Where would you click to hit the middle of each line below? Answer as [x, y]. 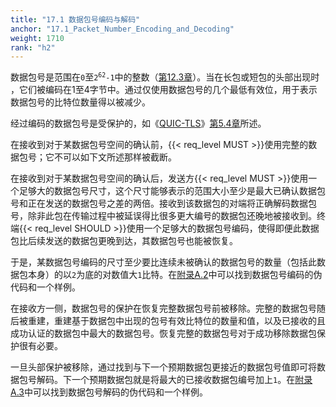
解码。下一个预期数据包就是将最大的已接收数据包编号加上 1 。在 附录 [174, 380]
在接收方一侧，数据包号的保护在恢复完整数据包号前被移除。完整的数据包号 [163, 308]
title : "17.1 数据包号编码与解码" [75, 19]
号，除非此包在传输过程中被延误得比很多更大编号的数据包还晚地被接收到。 [163, 216]
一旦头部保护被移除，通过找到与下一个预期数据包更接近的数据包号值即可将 [163, 367]
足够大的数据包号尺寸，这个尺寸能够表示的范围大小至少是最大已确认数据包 [172, 191]
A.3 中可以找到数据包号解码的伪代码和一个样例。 [109, 392]
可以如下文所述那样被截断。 [119, 157]
